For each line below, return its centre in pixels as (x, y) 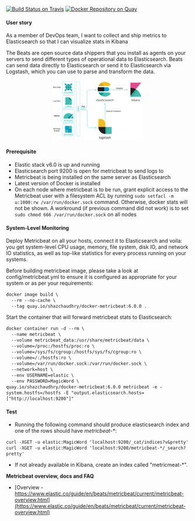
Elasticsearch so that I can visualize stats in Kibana (67, 42)
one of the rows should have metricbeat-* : (65, 431)
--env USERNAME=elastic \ (43, 375)
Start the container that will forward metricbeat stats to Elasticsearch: (89, 317)
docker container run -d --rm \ (45, 329)
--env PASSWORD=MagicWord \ (45, 381)
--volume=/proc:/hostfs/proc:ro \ (53, 346)
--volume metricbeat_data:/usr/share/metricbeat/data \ (80, 340)
